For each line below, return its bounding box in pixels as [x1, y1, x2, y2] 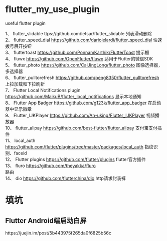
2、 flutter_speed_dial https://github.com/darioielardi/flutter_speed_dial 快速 [5, 37, 162, 43]
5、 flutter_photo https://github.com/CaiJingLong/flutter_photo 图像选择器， [5, 62, 163, 68]
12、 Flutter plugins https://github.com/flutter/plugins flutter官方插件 [5, 156, 146, 162]
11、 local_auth [5, 137, 36, 143]
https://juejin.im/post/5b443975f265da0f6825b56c [5, 230, 112, 236]
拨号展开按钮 [5, 43, 32, 49]
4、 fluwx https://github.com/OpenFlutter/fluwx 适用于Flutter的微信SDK [5, 55, 153, 61]
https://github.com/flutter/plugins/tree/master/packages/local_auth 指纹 [5, 143, 154, 149]
